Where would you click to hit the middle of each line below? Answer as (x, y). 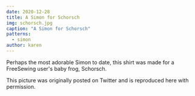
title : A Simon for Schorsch (43, 17)
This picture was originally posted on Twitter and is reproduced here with (97, 80)
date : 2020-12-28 (28, 12)
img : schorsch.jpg (29, 23)
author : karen (24, 46)
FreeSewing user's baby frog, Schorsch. (57, 68)
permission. (21, 86)
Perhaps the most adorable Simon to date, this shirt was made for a (90, 62)
